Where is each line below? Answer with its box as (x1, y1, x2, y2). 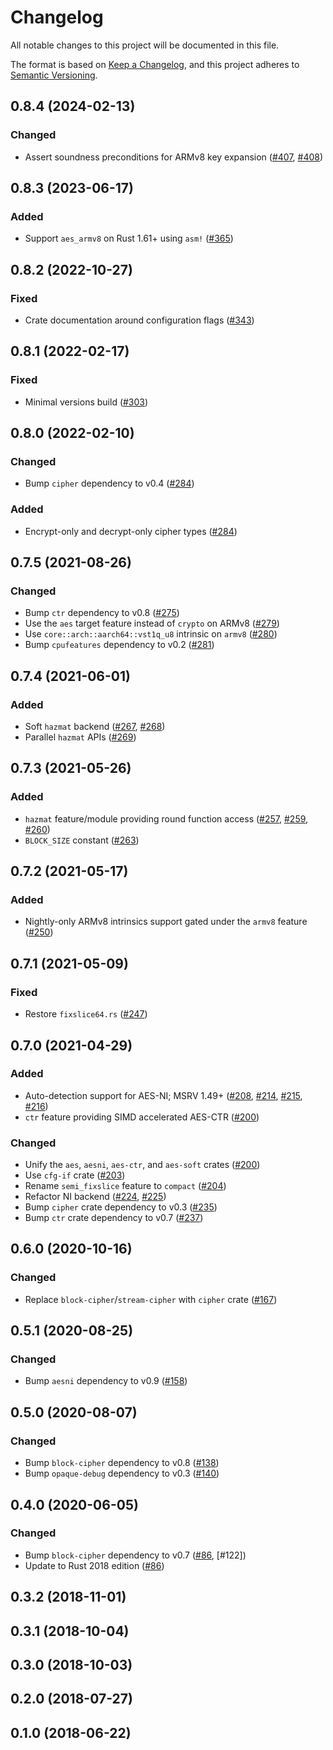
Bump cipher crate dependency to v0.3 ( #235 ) (24, 1201, 218, 1213)
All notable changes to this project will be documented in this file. (10, 39, 280, 51)
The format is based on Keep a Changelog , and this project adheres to (10, 58, 300, 70)
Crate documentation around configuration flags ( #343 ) (24, 314, 255, 326)
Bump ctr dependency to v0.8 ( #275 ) (24, 607, 180, 619)
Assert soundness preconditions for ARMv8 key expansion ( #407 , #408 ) (24, 151, 324, 163)
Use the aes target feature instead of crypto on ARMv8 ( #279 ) (24, 617, 280, 630)
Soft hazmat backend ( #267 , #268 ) (24, 721, 166, 733)
